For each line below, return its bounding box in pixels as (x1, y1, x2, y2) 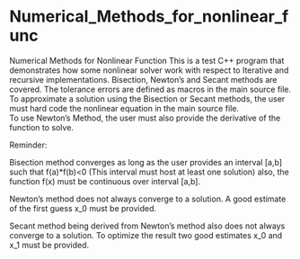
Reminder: (9, 139, 48, 150)
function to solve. (9, 121, 75, 132)
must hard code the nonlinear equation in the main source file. (9, 103, 240, 113)
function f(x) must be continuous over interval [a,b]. (9, 175, 200, 186)
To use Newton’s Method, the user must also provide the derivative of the (9, 112, 281, 123)
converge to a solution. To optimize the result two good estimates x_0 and (9, 229, 283, 240)
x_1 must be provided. (9, 239, 90, 250)
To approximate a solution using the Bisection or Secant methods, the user (9, 93, 286, 104)
